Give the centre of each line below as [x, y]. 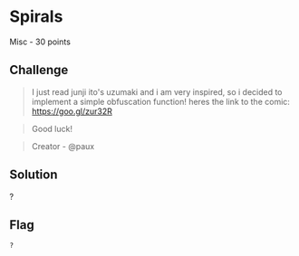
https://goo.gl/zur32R [72, 111]
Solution [34, 175]
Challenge [39, 70]
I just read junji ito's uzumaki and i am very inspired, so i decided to [157, 91]
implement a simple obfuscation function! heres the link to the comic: [160, 101]
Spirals [36, 17]
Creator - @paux [63, 146]
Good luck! [52, 128]
